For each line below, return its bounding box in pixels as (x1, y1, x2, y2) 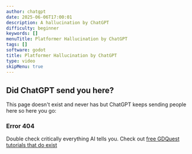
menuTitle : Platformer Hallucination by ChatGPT (6, 36, 128, 42)
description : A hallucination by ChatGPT (6, 19, 110, 25)
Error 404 (6, 122, 35, 130)
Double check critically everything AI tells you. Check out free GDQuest (6, 135, 180, 142)
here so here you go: (6, 107, 57, 114)
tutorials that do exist (6, 142, 58, 149)
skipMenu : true (6, 63, 44, 70)
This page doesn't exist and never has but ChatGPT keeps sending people (6, 101, 187, 108)
